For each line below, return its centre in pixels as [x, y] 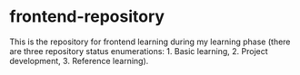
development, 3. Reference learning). [79, 61]
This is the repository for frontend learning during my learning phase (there [150, 42]
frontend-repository [87, 17]
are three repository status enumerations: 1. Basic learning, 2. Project [139, 51]
